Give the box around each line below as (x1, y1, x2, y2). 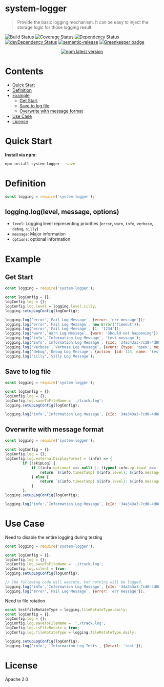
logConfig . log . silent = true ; (5, 566, 67, 571)
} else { (31, 474, 49, 480)
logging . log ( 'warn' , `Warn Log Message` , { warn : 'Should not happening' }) (5, 331, 159, 336)
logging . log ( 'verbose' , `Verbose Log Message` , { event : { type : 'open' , (5, 344, 152, 350)
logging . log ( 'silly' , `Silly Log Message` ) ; (5, 354, 95, 358)
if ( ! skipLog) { (22, 460, 56, 466)
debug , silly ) (12, 226, 39, 232)
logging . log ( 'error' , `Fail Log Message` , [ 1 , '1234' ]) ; (5, 327, 121, 331)
